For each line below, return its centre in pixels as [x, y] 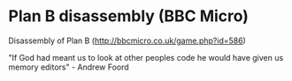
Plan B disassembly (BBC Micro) [129, 16]
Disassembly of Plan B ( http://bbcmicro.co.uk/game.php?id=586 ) [127, 40]
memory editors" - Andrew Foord [69, 67]
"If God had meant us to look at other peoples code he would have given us [146, 57]
